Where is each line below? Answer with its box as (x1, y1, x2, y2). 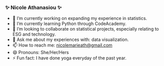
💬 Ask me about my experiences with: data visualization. (12, 36, 129, 42)
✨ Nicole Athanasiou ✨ (5, 4, 62, 11)
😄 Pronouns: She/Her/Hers (12, 49, 69, 55)
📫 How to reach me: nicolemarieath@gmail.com (12, 42, 112, 48)
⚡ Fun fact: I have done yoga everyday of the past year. (12, 55, 126, 61)
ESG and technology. (12, 31, 56, 37)
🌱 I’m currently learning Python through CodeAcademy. (12, 20, 126, 26)
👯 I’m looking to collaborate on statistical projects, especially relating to (12, 26, 159, 32)
